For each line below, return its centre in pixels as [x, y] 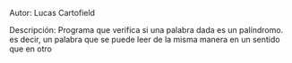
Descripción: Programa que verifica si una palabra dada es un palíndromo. [146, 30]
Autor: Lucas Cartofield [52, 13]
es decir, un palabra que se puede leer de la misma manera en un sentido [145, 39]
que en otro [30, 49]
